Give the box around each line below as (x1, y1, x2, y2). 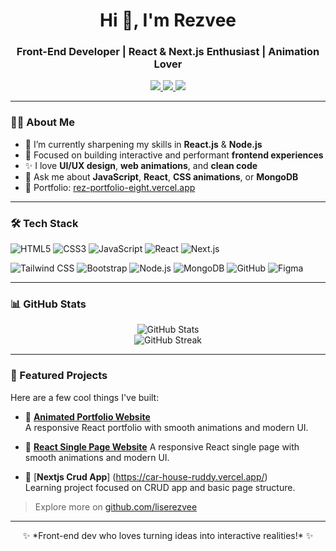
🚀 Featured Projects (10, 369, 108, 383)
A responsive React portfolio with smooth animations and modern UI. (24, 421, 309, 433)
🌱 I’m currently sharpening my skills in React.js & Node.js (24, 138, 263, 150)
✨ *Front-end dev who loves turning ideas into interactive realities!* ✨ (22, 529, 314, 541)
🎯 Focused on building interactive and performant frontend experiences (24, 149, 324, 161)
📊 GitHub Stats (10, 297, 87, 311)
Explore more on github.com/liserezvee (34, 500, 198, 513)
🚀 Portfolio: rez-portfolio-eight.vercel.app (24, 181, 196, 193)
